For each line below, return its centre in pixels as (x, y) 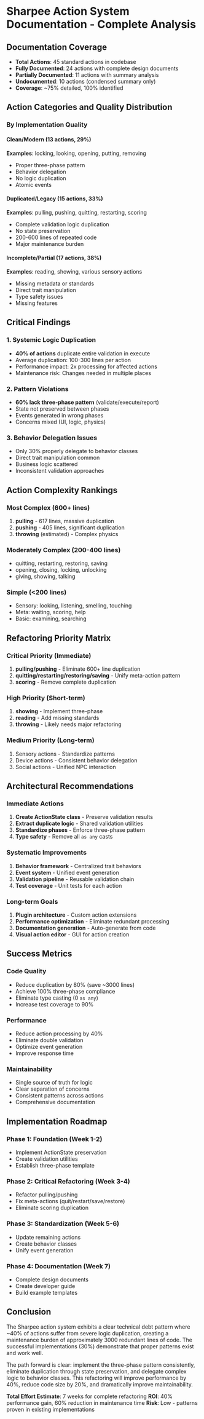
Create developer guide (45, 1286)
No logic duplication (41, 178)
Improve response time (44, 1053)
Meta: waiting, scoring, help (50, 612)
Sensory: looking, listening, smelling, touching (73, 606)
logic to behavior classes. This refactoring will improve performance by (96, 1378)
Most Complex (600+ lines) (48, 507)
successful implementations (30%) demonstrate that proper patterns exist (100, 1346)
